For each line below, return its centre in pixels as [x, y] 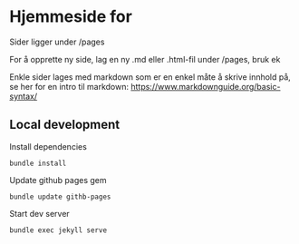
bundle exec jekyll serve [58, 230]
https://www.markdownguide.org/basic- [206, 86]
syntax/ [24, 96]
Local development [65, 125]
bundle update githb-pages [60, 197]
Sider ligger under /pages [57, 42]
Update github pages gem [58, 180]
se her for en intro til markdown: [69, 86]
